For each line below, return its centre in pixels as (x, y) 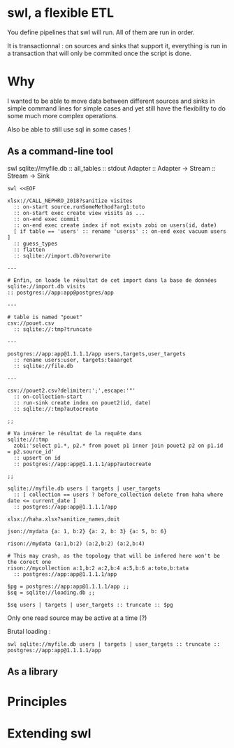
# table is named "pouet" (45, 317)
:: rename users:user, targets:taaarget (73, 360)
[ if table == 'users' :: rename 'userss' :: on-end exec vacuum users (120, 231)
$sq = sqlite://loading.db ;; (51, 593)
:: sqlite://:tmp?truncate (53, 329)
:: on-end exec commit (46, 219)
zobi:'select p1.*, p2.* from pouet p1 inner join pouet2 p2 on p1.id (118, 446)
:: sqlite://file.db (43, 366)
